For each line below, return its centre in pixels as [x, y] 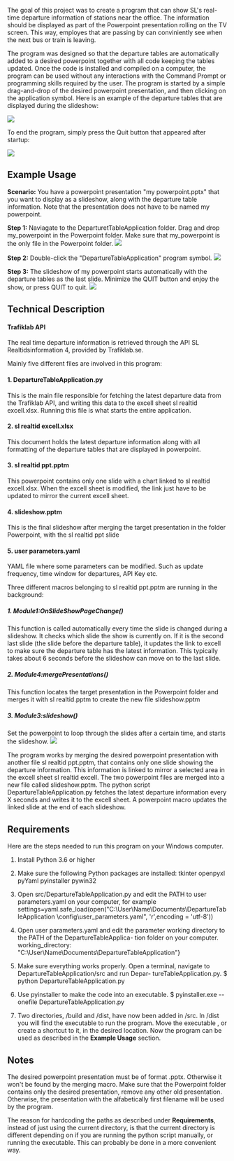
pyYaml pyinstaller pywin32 [57, 881]
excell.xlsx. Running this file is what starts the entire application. [99, 410]
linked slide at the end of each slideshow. [67, 807]
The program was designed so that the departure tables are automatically [113, 53]
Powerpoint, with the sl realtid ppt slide [64, 535]
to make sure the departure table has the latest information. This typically [113, 651]
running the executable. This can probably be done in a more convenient [112, 1142]
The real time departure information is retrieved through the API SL [103, 343]
